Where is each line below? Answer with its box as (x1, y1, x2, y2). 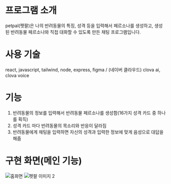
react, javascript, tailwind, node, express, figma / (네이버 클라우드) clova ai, (5, 66, 160, 73)
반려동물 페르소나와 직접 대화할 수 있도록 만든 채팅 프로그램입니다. (10, 29, 141, 35)
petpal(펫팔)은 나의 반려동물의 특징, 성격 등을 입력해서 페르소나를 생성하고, (5, 22, 154, 29)
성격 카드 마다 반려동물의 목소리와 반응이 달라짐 (12, 122, 107, 128)
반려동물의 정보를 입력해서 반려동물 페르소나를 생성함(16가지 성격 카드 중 (12, 109, 157, 116)
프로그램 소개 (5, 5, 57, 16)
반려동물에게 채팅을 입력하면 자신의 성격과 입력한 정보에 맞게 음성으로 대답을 (12, 129, 164, 135)
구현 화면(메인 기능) (5, 155, 82, 167)
